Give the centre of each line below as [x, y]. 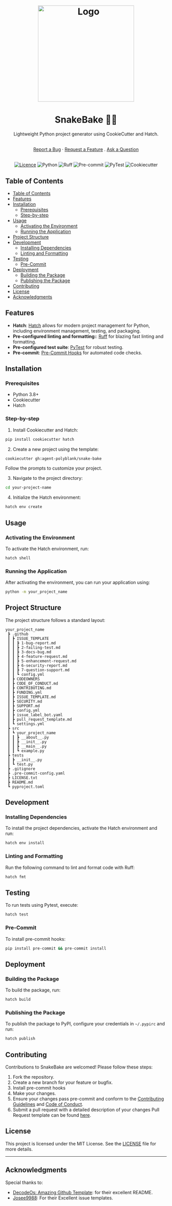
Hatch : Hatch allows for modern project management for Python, [81, 325]
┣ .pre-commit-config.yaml [36, 773]
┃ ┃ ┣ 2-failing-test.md [34, 647]
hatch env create [24, 507]
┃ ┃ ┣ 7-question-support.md [39, 670]
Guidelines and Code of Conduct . [48, 1104]
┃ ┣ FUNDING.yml [25, 692]
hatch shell [18, 558]
